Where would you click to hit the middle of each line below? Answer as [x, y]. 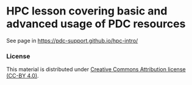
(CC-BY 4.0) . [23, 76]
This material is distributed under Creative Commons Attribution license [96, 69]
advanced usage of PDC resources [96, 24]
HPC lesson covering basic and [87, 11]
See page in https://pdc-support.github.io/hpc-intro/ [72, 40]
